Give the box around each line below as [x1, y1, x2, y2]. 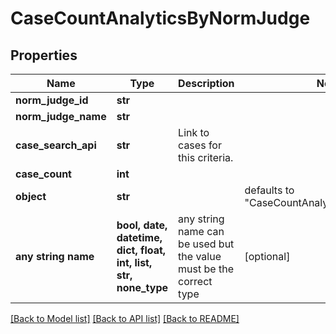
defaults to [244, 183, 295, 197]
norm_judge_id [15, 93, 89, 107]
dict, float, [116, 243, 167, 257]
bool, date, [116, 218, 168, 232]
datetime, [116, 231, 163, 244]
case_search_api [15, 138, 97, 152]
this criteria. [178, 151, 234, 164]
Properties [10, 47, 78, 64]
